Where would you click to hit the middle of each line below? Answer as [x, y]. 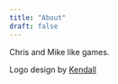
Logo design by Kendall [53, 70]
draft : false [34, 26]
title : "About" [38, 18]
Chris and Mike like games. [59, 51]
